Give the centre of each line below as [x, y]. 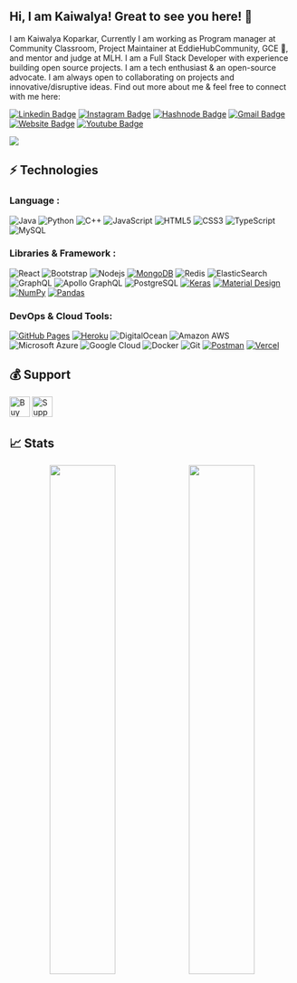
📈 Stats [32, 444]
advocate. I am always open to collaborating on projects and [122, 77]
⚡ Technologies [54, 170]
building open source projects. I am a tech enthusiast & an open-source [143, 67]
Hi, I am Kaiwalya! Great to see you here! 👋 [131, 17]
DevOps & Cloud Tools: [61, 316]
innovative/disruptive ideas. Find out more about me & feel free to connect [148, 86]
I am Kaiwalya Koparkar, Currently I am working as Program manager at [143, 38]
